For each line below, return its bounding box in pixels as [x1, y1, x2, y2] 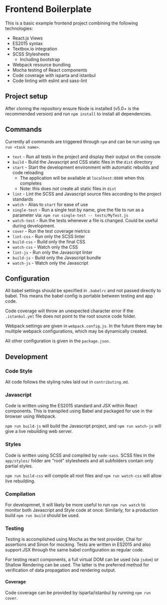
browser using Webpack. [5, 413, 56, 419]
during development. [12, 223, 56, 229]
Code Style [5, 367, 33, 374]
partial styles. [5, 463, 33, 469]
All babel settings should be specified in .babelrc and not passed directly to [5, 288, 161, 294]
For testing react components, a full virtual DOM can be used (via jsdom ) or [5, 556, 159, 562]
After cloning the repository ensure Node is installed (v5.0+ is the [5, 105, 140, 111]
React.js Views [12, 35, 43, 41]
